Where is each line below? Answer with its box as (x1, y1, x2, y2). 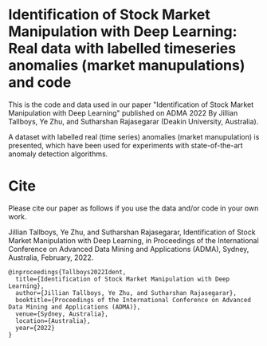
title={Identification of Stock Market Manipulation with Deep (15, 275, 230, 283)
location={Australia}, (15, 317, 91, 324)
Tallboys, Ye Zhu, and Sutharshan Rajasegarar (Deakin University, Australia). (8, 116, 259, 126)
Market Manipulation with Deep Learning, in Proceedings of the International (8, 235, 259, 245)
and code (8, 73, 72, 92)
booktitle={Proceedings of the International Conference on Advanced (15, 296, 251, 304)
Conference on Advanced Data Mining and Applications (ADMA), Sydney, (8, 244, 249, 254)
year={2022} (15, 324, 56, 332)
